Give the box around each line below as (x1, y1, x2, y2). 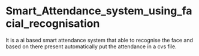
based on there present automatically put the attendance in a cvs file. (5, 43, 177, 50)
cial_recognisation (5, 17, 100, 30)
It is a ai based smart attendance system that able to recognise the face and (5, 36, 193, 43)
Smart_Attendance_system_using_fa (5, 4, 192, 18)
